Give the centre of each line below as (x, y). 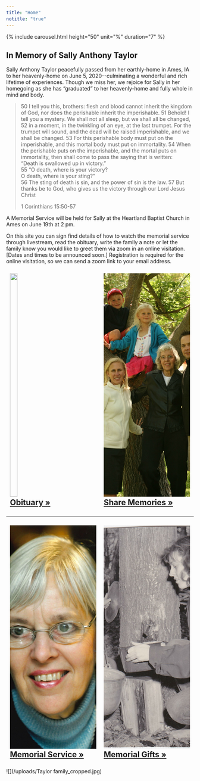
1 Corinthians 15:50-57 (48, 207)
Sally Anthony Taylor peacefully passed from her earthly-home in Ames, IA (98, 70)
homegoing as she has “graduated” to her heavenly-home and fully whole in (99, 89)
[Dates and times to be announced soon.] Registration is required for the (95, 255)
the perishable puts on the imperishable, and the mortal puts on (99, 151)
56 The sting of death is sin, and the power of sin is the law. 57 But (102, 182)
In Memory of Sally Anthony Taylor (72, 55)
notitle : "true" (26, 19)
